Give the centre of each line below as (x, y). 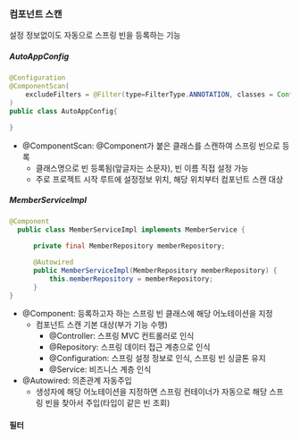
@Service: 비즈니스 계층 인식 (100, 369)
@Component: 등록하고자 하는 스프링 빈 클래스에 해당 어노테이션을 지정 (147, 314)
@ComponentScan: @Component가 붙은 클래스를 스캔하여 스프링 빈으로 (151, 146)
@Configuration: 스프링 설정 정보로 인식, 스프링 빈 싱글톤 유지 (157, 359)
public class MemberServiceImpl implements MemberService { (131, 230)
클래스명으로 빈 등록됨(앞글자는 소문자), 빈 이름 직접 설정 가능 (142, 168)
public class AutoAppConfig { (63, 111)
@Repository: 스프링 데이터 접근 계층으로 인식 (129, 347)
